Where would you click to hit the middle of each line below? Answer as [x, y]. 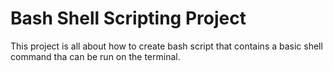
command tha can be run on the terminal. [95, 56]
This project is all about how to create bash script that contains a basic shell [166, 46]
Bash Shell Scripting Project [128, 18]
